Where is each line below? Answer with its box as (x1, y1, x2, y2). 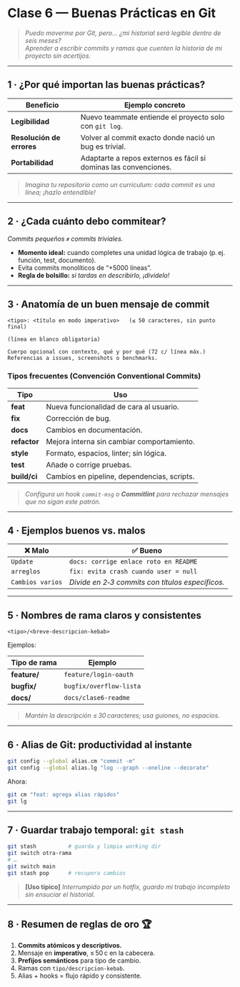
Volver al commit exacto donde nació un (80, 132, 216, 142)
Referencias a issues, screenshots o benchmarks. (7, 355, 159, 362)
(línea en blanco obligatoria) (7, 336, 101, 344)
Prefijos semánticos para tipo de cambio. (17, 956, 141, 965)
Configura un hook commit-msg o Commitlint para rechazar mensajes (24, 489, 229, 498)
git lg (7, 798, 27, 805)
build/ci (11, 471, 38, 481)
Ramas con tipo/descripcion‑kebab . (17, 963, 125, 972)
